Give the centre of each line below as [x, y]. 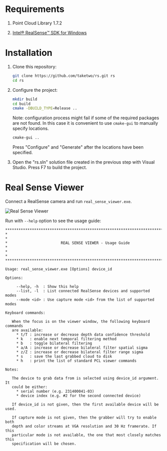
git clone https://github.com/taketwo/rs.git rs [64, 76]
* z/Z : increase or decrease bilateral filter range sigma [80, 352]
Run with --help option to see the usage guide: [53, 221]
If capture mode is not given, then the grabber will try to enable [84, 418]
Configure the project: [35, 90]
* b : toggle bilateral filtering [54, 343]
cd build [21, 104]
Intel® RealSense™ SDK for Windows [49, 32]
